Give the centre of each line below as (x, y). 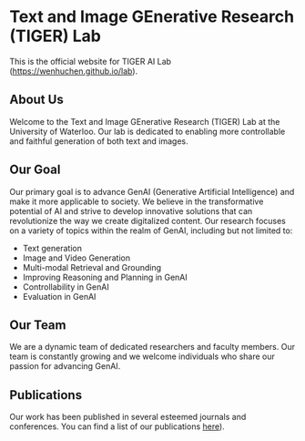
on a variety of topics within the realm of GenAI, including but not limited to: (151, 231)
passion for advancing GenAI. (65, 366)
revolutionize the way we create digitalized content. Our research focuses (148, 220)
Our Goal (35, 170)
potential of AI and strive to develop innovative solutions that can (131, 210)
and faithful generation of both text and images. (99, 141)
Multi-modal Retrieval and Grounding (92, 267)
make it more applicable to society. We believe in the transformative (137, 201)
